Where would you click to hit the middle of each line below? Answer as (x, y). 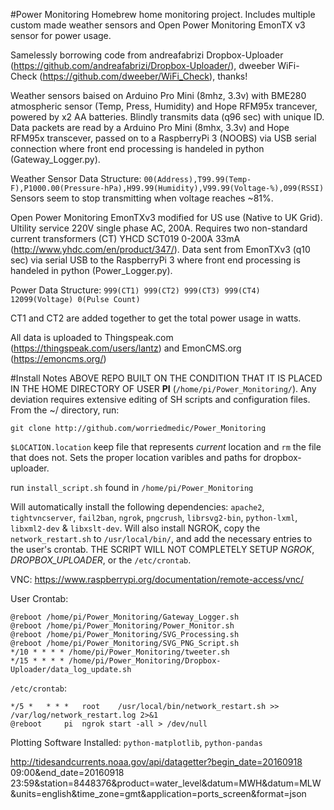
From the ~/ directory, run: (65, 410)
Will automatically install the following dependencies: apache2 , (137, 507)
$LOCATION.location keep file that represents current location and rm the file (166, 447)
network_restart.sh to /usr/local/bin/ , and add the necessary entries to (161, 538)
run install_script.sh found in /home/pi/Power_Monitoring (132, 487)
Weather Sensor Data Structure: (76, 178)
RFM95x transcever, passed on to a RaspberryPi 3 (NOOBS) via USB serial (163, 138)
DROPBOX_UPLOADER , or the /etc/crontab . (101, 560)
